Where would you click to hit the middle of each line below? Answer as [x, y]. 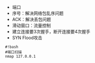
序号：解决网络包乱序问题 [38, 13]
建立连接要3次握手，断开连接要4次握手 [51, 31]
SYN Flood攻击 [27, 38]
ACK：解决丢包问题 [31, 19]
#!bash [12, 47]
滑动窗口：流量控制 [31, 25]
